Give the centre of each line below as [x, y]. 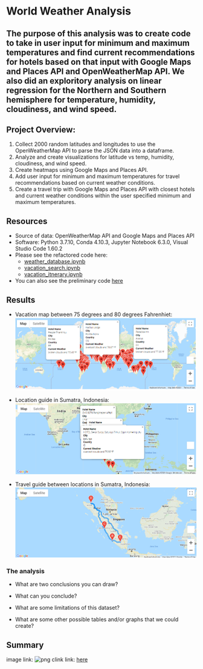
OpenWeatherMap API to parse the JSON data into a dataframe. [94, 151]
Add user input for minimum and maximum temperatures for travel [97, 176]
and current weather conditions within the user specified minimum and [103, 196]
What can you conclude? [46, 596]
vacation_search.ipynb [52, 268]
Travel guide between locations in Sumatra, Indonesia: [82, 484]
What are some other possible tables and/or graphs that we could [97, 619]
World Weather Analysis [69, 11]
